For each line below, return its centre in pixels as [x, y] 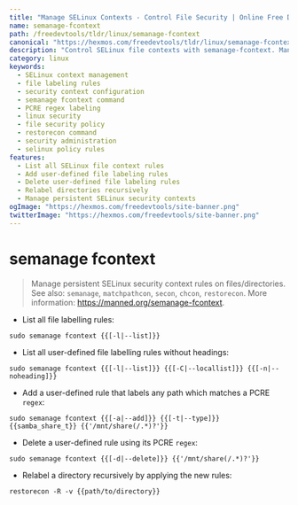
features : [27, 157]
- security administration [67, 141]
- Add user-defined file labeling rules [93, 174]
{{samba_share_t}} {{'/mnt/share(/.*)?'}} [89, 426]
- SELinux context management [73, 75]
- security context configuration [81, 91]
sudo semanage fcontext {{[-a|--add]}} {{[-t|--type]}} [114, 418]
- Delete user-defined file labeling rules [98, 183]
